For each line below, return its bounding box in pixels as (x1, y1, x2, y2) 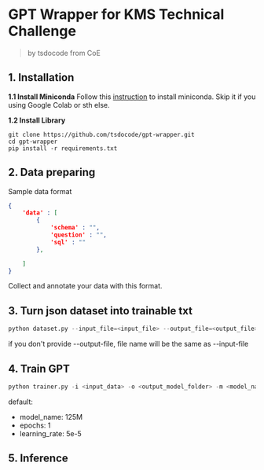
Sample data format (8, 186, 72, 196)
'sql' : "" (49, 238, 86, 246)
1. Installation (8, 71, 75, 84)
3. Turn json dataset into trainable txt (8, 304, 192, 318)
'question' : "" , (49, 231, 108, 239)
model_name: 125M (19, 412, 83, 421)
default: (8, 397, 34, 406)
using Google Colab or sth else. (8, 100, 110, 109)
